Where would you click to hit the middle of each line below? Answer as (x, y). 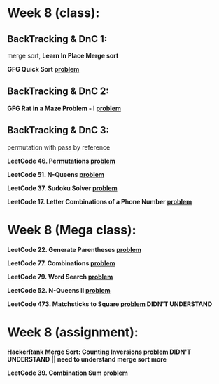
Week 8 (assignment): (73, 332)
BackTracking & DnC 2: (58, 92)
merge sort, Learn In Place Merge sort (63, 55)
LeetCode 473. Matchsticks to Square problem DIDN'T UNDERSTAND (110, 304)
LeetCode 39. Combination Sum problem (68, 373)
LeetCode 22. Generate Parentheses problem (75, 249)
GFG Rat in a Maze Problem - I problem (64, 108)
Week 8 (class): (54, 13)
